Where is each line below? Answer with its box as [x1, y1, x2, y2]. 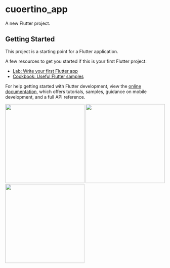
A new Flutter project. [5, 20, 51, 26]
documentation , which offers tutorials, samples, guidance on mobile [5, 88, 147, 95]
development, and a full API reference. [5, 94, 86, 100]
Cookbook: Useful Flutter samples [12, 73, 84, 79]
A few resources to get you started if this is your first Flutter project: [5, 58, 147, 64]
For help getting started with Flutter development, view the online [5, 83, 142, 89]
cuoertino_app [5, 4, 68, 15]
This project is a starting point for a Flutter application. [5, 48, 118, 54]
